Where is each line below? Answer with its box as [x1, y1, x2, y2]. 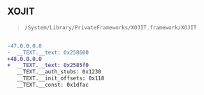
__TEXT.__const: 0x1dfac [16, 82, 89, 89]
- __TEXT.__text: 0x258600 [7, 49, 89, 56]
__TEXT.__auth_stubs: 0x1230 [16, 68, 101, 75]
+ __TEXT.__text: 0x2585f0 [7, 62, 89, 69]
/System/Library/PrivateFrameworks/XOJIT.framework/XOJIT [24, 24, 197, 31]
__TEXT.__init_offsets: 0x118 [16, 75, 105, 82]
